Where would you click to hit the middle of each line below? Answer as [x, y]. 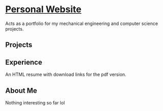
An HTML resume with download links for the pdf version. [66, 74]
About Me [21, 90]
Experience [24, 62]
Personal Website [43, 9]
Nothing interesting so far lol [35, 102]
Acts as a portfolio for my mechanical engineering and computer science [82, 23]
